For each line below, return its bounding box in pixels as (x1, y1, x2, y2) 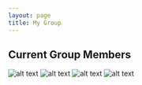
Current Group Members (8, 48, 132, 61)
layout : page (8, 11, 51, 20)
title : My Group (8, 19, 62, 27)
